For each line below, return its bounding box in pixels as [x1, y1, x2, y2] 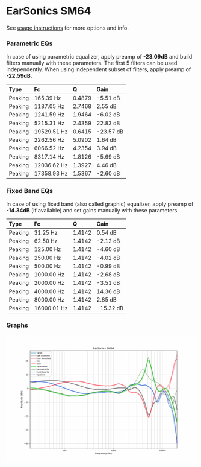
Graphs [6, 321, 28, 329]
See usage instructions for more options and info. [6, 24, 129, 31]
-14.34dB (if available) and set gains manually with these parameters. [6, 207, 179, 214]
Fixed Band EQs [6, 186, 53, 195]
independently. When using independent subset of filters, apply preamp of [6, 66, 191, 73]
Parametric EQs [6, 39, 53, 48]
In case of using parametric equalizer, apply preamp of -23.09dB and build [6, 53, 193, 60]
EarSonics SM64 [6, 4, 91, 18]
